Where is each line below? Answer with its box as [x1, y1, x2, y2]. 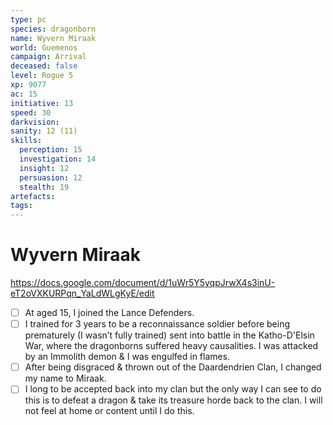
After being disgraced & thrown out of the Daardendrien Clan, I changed [24, 361, 322, 373]
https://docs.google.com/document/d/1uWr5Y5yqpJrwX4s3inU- [10, 277, 276, 289]
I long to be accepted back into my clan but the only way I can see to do [24, 383, 322, 395]
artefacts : [10, 191, 56, 201]
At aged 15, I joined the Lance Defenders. [24, 307, 195, 319]
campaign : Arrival [10, 52, 87, 62]
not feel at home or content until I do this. [24, 405, 195, 417]
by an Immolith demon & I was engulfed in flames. [24, 351, 231, 363]
